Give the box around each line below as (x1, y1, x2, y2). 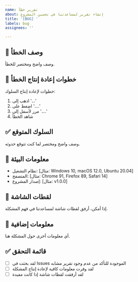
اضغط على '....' (12, 103, 41, 109)
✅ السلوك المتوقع (5, 128, 53, 136)
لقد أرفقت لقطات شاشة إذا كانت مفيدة (12, 271, 84, 277)
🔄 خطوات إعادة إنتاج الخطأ (5, 75, 77, 84)
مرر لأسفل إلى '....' (12, 108, 47, 114)
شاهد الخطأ (12, 113, 33, 119)
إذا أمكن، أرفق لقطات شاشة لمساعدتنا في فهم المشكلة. (5, 206, 108, 212)
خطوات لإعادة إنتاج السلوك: (5, 88, 55, 94)
